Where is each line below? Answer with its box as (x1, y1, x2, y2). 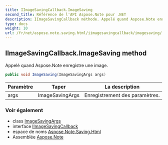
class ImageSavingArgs (12, 118, 61, 124)
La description (104, 83, 140, 90)
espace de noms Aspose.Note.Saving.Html (12, 128, 101, 134)
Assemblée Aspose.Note (12, 133, 64, 140)
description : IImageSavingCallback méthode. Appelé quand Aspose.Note (5, 16, 155, 21)
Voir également (5, 106, 43, 113)
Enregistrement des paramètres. (84, 91, 160, 98)
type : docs (5, 21, 28, 26)
